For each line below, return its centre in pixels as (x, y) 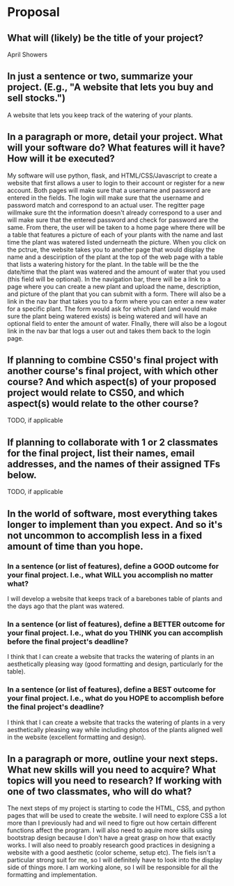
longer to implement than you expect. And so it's (115, 524)
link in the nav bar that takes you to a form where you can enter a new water (117, 301)
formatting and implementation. (52, 875)
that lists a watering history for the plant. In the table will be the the (103, 264)
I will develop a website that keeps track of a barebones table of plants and (115, 598)
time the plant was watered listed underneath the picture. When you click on (117, 242)
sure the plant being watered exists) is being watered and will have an (107, 316)
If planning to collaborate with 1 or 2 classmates (113, 442)
